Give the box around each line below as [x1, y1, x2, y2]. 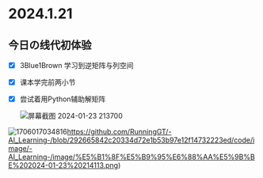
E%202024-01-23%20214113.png [8, 161, 119, 170]
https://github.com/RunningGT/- [67, 127, 172, 137]
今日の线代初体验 [8, 38, 92, 51]
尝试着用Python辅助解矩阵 [19, 94, 106, 104]
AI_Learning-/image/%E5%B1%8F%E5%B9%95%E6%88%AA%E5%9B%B [8, 152, 255, 162]
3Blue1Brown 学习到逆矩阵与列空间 [19, 61, 134, 70]
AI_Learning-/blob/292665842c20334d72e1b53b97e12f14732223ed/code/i [8, 135, 255, 145]
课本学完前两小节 [19, 78, 76, 87]
